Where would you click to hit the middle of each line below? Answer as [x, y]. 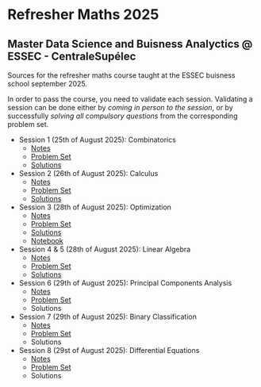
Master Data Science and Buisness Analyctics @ [130, 44]
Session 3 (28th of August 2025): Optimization [95, 207]
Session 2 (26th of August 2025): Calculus [88, 173]
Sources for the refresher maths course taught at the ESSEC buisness [121, 75]
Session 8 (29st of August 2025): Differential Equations [109, 350]
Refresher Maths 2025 [83, 15]
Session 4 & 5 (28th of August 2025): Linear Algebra [105, 249]
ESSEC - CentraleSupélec [72, 56]
